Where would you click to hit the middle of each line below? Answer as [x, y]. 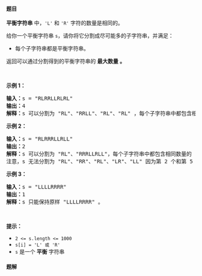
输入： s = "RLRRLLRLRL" [40, 99]
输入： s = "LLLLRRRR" [37, 187]
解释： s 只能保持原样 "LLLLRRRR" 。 [55, 202]
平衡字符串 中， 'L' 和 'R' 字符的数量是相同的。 [65, 23]
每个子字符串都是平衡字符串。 [52, 49]
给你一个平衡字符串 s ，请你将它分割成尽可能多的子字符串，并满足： [90, 36]
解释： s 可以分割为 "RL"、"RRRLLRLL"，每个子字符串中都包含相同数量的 [99, 154]
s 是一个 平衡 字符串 [40, 252]
